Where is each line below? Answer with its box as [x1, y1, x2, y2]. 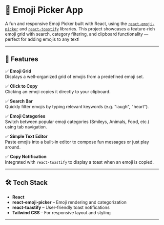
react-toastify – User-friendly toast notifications [12, 204, 110, 210]
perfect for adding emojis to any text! [5, 36, 80, 42]
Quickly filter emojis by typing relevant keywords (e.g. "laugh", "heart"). [5, 103, 149, 109]
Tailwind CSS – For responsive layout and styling [12, 209, 111, 215]
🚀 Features [5, 55, 39, 63]
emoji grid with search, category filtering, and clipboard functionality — [5, 31, 149, 37]
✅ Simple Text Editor [5, 133, 48, 139]
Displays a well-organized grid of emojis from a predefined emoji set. [5, 74, 144, 79]
